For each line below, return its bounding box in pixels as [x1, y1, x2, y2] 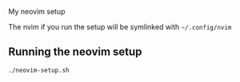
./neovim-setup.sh [8, 66, 70, 74]
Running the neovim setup [8, 45, 142, 59]
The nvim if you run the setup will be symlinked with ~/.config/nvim [8, 22, 232, 31]
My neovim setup [8, 7, 66, 16]
